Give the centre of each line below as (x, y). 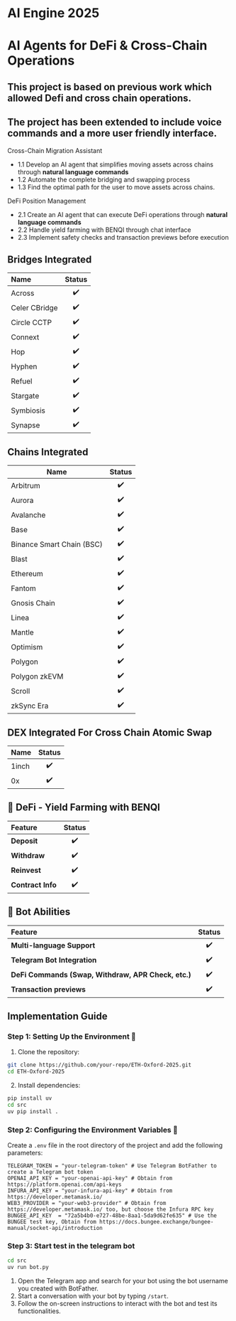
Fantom (24, 588)
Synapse (26, 425)
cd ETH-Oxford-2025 (36, 1072)
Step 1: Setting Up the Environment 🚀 (72, 1036)
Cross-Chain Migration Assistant (55, 150)
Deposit (24, 841)
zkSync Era (30, 706)
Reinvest (26, 871)
